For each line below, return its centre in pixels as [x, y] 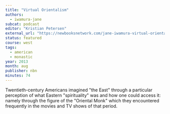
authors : [14, 15]
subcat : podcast [22, 24]
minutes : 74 [18, 76]
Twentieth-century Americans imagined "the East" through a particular [79, 90]
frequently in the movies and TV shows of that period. [61, 106]
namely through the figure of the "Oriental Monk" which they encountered [82, 100]
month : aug [17, 66]
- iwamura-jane [26, 19]
